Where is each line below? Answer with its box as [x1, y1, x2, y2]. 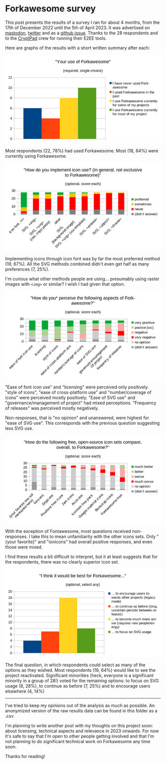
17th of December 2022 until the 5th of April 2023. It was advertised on [5, 24, 150, 30]
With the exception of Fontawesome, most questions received [5, 528, 131, 534]
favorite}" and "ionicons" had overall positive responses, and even [17, 539, 152, 545]
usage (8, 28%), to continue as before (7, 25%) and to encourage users [5, 683, 151, 689]
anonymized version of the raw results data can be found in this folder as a [5, 707, 158, 713]
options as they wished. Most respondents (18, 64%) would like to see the [5, 667, 156, 673]
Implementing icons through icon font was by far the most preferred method [5, 256, 160, 262]
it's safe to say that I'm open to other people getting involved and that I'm [5, 733, 154, 739]
